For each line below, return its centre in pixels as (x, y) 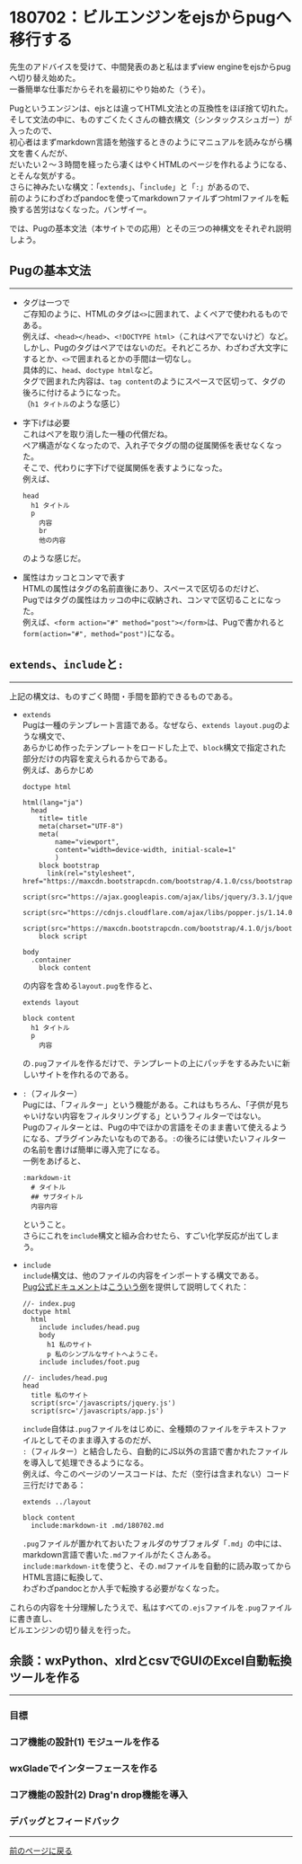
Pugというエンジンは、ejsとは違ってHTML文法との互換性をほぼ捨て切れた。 (151, 108)
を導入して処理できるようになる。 (85, 1462)
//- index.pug (49, 1303)
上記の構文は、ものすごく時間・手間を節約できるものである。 (124, 696)
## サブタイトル (57, 1197)
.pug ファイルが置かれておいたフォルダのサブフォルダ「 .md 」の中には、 (155, 1543)
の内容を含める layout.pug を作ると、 (89, 985)
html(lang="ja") (53, 803)
